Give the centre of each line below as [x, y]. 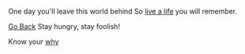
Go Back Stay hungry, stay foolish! [64, 26]
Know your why [34, 41]
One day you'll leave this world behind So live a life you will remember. [123, 11]
